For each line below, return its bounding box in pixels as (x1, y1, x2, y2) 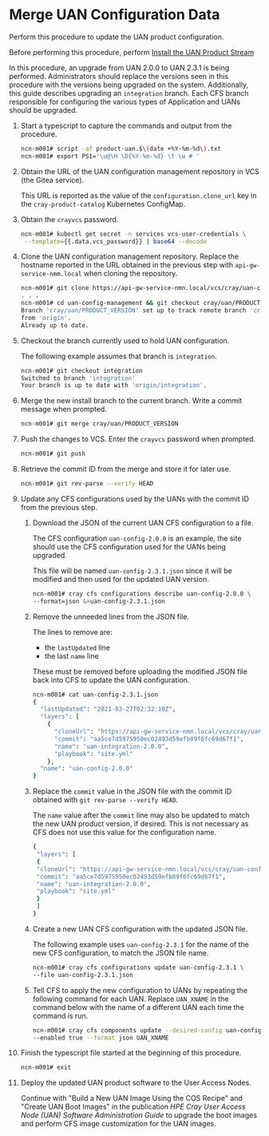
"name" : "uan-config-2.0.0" (39, 765, 134, 773)
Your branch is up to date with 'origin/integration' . (20, 382, 208, 390)
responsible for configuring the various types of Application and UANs (9, 97, 240, 106)
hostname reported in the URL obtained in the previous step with (20, 260, 234, 270)
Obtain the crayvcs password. (20, 214, 119, 224)
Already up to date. (20, 321, 89, 329)
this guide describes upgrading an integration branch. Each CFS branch (9, 88, 249, 97)
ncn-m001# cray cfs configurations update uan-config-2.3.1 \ (32, 964, 244, 972)
